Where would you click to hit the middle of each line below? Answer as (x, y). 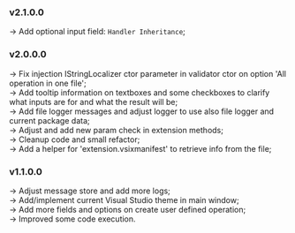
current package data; (49, 120)
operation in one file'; (48, 83)
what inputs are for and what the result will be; (94, 101)
